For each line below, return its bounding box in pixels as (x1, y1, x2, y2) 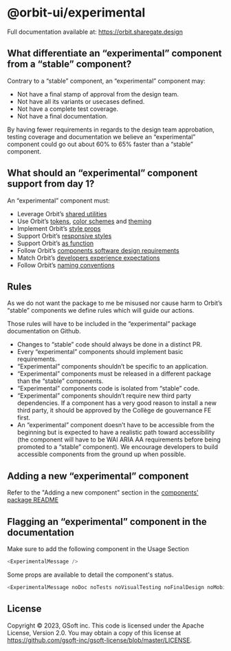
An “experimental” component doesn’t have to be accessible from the (16, 421, 214, 429)
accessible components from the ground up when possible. (16, 450, 186, 459)
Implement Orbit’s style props (16, 224, 101, 232)
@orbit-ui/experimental (7, 5, 146, 21)
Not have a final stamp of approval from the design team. (16, 90, 179, 98)
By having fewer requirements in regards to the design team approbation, (7, 125, 215, 134)
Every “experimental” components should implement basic (16, 348, 184, 356)
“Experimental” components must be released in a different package (16, 370, 212, 378)
